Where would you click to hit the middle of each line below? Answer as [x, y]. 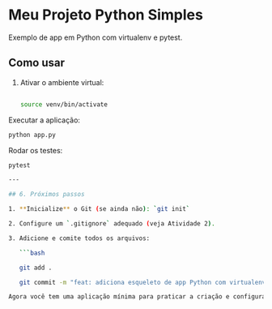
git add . [36, 268]
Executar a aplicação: [45, 120]
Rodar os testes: [36, 150]
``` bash [32, 253]
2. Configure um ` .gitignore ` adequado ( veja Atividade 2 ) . [112, 224]
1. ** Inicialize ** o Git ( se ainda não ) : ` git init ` [99, 209]
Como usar [37, 63]
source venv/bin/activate [64, 104]
